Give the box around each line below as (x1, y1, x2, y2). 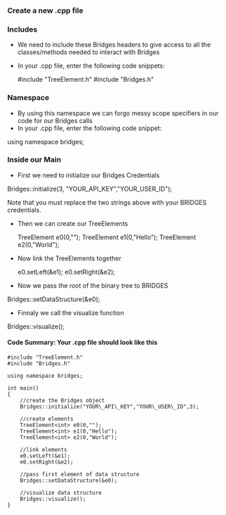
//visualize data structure (20, 490, 102, 497)
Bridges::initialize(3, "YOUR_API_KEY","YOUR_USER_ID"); (7, 184, 173, 193)
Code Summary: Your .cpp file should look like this (7, 338, 158, 347)
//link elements (20, 446, 68, 454)
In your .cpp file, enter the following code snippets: (17, 62, 165, 70)
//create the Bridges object (20, 397, 105, 405)
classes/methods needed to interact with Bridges (17, 48, 160, 56)
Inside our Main (7, 155, 62, 165)
